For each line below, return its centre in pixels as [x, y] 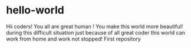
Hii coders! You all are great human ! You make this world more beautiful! [95, 26]
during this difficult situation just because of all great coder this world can [96, 32]
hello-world [35, 10]
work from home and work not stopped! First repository [74, 39]
